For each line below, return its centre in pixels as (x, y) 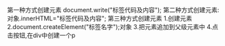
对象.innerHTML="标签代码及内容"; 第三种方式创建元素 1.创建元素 (100, 18)
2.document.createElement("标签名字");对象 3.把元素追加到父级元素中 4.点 (113, 27)
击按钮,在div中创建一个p (41, 35)
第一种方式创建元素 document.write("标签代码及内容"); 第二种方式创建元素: (113, 10)
